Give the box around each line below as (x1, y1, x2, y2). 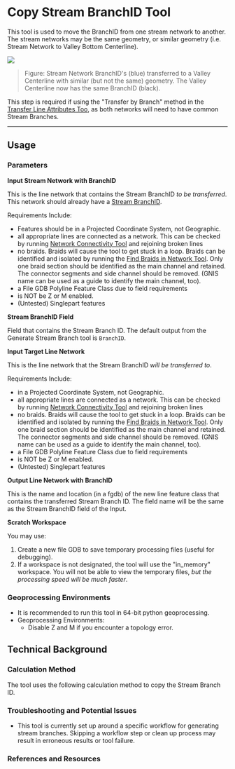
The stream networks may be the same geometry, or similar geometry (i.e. (7, 34, 222, 43)
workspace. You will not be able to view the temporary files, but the (17, 567, 212, 576)
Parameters (7, 161, 48, 170)
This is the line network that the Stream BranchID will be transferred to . (7, 360, 212, 369)
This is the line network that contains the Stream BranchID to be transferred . (7, 190, 227, 198)
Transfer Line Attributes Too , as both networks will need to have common (7, 104, 219, 113)
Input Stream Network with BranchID (7, 176, 117, 184)
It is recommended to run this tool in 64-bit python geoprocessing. (17, 608, 210, 617)
